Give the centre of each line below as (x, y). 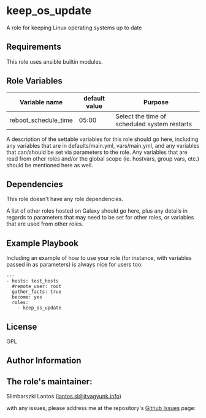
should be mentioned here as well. (50, 165)
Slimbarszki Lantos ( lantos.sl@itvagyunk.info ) (64, 397)
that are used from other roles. (45, 224)
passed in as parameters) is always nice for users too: (74, 265)
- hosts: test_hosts (33, 281)
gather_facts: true (37, 292)
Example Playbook (42, 243)
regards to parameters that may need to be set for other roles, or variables (100, 218)
